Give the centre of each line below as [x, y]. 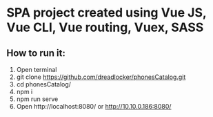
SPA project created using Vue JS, [106, 13]
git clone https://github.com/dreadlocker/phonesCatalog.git [101, 77]
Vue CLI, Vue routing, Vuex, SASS [105, 27]
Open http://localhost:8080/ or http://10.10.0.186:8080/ [94, 106]
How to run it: [36, 53]
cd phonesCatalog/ [44, 84]
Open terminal [37, 70]
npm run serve [37, 99]
